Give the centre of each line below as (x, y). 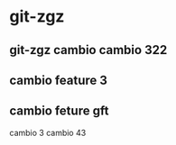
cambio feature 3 (59, 80)
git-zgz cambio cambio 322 (88, 50)
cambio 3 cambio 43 (48, 132)
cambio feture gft (59, 111)
